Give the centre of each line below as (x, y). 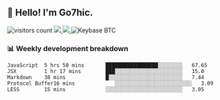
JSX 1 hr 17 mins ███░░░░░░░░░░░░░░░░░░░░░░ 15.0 (106, 72)
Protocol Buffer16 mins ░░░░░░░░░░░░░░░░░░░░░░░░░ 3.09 (110, 83)
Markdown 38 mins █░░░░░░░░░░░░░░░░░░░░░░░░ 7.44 (106, 78)
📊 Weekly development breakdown (68, 48)
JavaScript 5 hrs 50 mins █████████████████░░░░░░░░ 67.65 (107, 66)
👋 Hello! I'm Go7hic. (50, 13)
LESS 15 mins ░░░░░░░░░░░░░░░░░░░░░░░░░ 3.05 (106, 90)
